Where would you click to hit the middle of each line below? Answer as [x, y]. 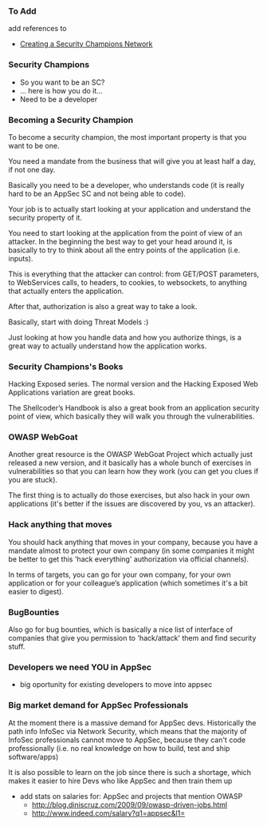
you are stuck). [33, 480]
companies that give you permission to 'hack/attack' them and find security [132, 638]
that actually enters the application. [66, 291]
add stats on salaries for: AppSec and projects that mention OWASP [131, 796]
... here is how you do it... [61, 90]
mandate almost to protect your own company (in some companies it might [132, 550]
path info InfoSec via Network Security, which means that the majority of [128, 731]
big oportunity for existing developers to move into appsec [116, 685]
